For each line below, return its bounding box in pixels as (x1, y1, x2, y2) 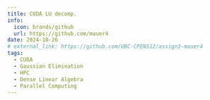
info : (7, 17, 23, 24)
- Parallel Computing (13, 82, 78, 89)
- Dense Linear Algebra (13, 75, 83, 83)
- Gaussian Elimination (13, 63, 83, 70)
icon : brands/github (13, 23, 74, 30)
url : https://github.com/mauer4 (13, 30, 109, 37)
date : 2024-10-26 (7, 37, 58, 44)
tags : (7, 50, 23, 57)
